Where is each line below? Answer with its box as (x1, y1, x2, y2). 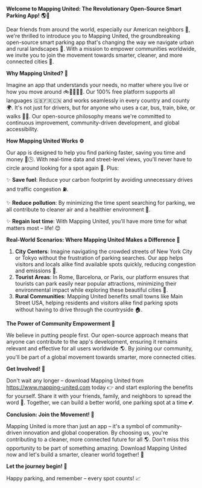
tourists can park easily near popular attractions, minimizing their (14, 280, 177, 287)
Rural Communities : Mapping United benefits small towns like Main (14, 293, 183, 300)
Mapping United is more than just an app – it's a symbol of (6, 423, 151, 429)
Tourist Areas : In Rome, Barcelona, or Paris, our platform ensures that (14, 274, 189, 280)
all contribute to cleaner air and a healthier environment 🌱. (6, 206, 151, 213)
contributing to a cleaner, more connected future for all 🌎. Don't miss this (6, 436, 189, 443)
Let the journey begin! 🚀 (6, 463, 68, 470)
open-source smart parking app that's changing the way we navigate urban (6, 39, 194, 46)
